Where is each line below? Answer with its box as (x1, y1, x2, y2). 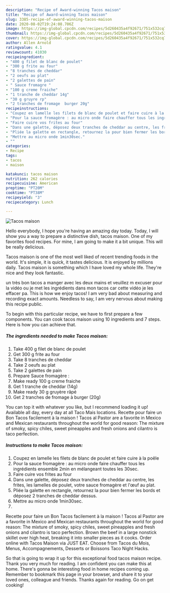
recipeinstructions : (6, 106, 49, 111)
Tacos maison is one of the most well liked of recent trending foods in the (6, 254, 158, 260)
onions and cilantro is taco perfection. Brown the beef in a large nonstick (6, 529, 157, 535)
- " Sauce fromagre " (6, 82, 51, 87)
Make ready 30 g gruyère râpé (13, 388, 77, 394)
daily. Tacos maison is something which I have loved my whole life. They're (6, 264, 162, 270)
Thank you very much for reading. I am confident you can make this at (6, 560, 152, 566)
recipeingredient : (6, 54, 44, 60)
